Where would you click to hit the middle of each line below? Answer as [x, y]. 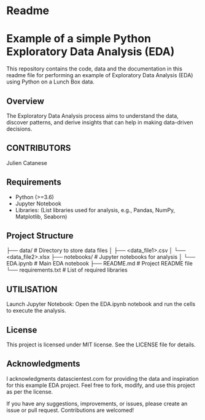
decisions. [19, 129]
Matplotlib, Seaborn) [41, 216]
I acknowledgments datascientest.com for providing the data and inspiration [103, 378]
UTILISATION [32, 289]
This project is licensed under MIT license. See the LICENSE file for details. [101, 345]
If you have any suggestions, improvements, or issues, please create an [97, 403]
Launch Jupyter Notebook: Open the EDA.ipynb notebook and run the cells [101, 304]
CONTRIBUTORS [39, 148]
